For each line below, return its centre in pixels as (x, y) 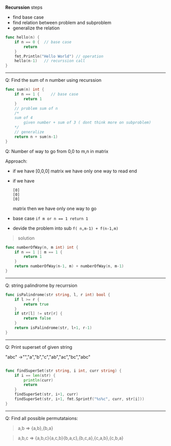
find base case (28, 17)
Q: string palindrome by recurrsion (41, 285)
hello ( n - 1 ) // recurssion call (50, 61)
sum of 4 (24, 118)
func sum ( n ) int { (25, 90)
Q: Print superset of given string (39, 347)
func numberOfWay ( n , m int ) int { (42, 247)
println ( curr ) (38, 380)
